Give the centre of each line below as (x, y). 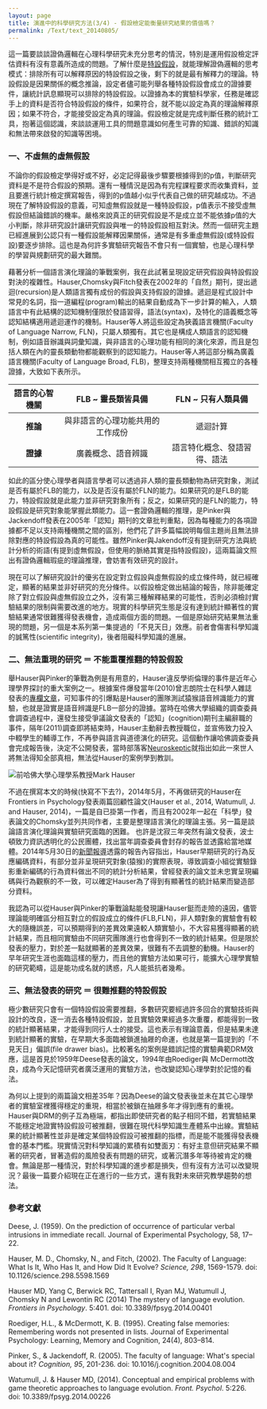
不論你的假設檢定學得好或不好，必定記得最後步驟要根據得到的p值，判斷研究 (132, 175)
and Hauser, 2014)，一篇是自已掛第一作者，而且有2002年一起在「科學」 (127, 811)
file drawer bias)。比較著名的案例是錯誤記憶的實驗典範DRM (150, 1049)
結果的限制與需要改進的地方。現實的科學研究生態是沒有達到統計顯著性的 (133, 607)
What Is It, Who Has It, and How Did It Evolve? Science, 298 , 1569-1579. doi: (133, 1266)
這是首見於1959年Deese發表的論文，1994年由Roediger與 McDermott (135, 1059)
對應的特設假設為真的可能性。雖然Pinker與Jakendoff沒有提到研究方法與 (132, 540)
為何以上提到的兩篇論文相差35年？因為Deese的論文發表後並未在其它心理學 (131, 1096)
